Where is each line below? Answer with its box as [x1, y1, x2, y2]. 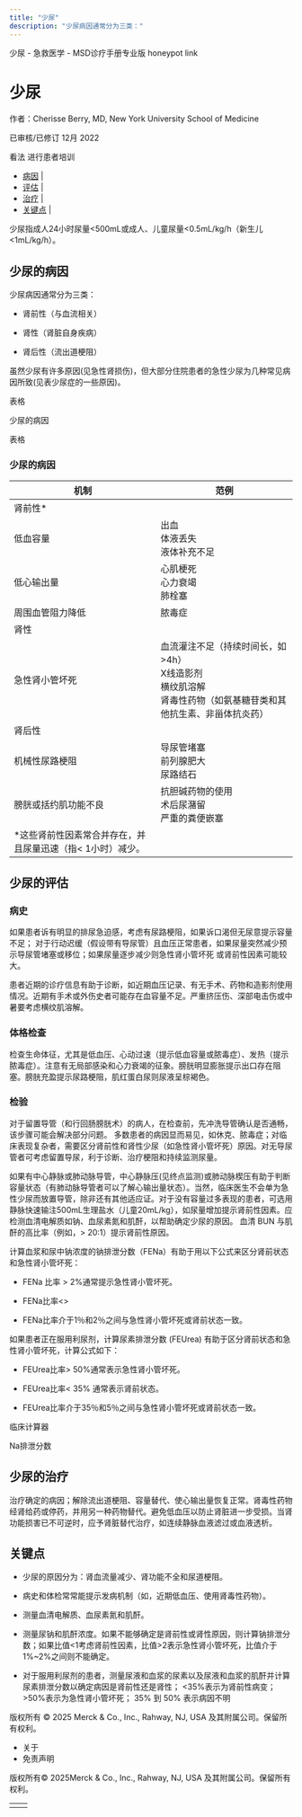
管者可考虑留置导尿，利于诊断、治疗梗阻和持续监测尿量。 [9, 1151, 222, 1162]
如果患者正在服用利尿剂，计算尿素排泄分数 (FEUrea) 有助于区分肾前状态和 [9, 1334, 283, 1344]
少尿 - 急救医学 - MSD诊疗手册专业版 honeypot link [9, 47, 199, 58]
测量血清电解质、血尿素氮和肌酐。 [22, 1609, 149, 1620]
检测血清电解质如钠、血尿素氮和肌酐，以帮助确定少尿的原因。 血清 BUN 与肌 [9, 1215, 293, 1227]
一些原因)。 [83, 377, 126, 387]
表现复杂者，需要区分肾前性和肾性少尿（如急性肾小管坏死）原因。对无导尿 [16, 1140, 293, 1151]
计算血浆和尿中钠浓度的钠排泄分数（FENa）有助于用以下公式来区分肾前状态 [9, 1245, 289, 1256]
